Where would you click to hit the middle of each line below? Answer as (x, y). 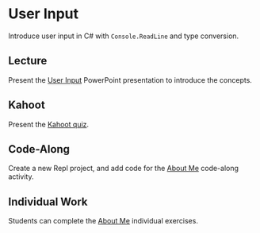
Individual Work (48, 202)
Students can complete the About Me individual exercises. (103, 221)
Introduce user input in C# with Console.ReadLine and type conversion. (124, 36)
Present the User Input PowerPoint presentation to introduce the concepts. (130, 80)
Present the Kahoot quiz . (49, 124)
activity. (21, 177)
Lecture (28, 61)
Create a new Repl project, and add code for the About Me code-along (124, 169)
